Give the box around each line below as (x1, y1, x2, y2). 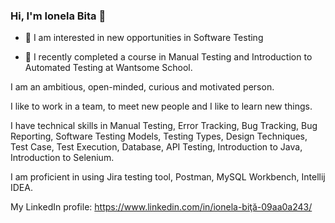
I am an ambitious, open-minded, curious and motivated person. (10, 81, 275, 93)
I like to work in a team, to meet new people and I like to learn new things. (10, 100, 313, 113)
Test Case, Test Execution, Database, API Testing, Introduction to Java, (10, 141, 303, 153)
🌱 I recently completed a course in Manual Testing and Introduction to (24, 51, 313, 63)
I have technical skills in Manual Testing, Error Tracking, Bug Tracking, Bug (10, 120, 318, 132)
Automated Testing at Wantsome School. (24, 62, 193, 74)
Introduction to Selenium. (10, 152, 115, 164)
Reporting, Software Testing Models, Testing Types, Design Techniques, (10, 130, 308, 143)
